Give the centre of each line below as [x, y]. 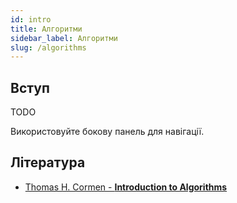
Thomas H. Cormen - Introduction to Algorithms [126, 187]
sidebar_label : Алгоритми [64, 38]
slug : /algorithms [48, 47]
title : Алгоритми [46, 29]
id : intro [31, 19]
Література [48, 162]
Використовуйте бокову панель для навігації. [107, 132]
